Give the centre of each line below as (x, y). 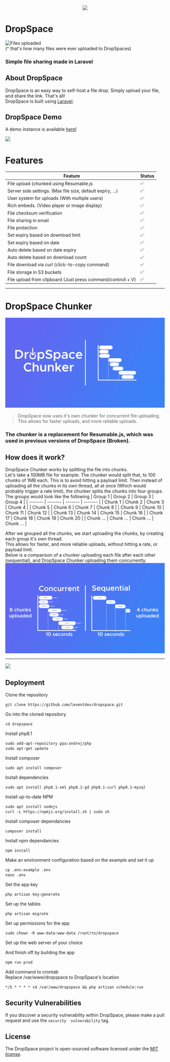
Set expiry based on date (33, 242)
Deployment (25, 682)
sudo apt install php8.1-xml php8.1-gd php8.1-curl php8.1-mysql (75, 787)
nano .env (16, 875)
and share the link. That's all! (35, 96)
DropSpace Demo (34, 117)
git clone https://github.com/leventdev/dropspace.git (64, 705)
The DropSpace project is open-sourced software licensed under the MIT (82, 1049)
